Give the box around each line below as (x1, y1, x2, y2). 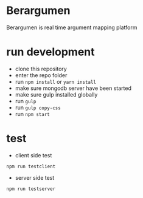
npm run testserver (6, 186, 56, 192)
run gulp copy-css (15, 104, 61, 111)
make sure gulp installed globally (15, 90, 98, 98)
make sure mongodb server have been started (15, 84, 132, 92)
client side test (15, 151, 52, 159)
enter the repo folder (15, 71, 68, 79)
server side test (15, 174, 55, 181)
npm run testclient (6, 163, 56, 169)
